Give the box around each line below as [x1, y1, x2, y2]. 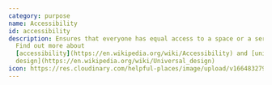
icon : [8, 65, 27, 73]
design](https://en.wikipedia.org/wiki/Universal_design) [15, 57, 216, 66]
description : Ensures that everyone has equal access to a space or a [8, 34, 252, 43]
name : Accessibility [8, 19, 79, 28]
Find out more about [15, 42, 85, 50]
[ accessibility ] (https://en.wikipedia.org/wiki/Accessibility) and [15, 49, 249, 57]
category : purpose [8, 11, 70, 20]
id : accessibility [8, 27, 70, 35]
